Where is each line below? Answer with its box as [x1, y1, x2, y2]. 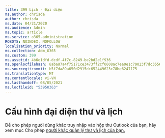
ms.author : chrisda [5, 12, 45, 17]
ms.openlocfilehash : [5, 62, 48, 67]
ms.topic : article [5, 30, 43, 35]
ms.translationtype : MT [5, 71, 54, 76]
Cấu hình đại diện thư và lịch [5, 106, 123, 117]
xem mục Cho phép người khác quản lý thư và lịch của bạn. [5, 127, 125, 133]
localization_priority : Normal [5, 44, 69, 49]
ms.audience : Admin [5, 26, 45, 30]
